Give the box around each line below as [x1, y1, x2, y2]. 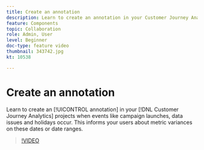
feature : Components [6, 20, 59, 26]
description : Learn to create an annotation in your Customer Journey [6, 15, 189, 21]
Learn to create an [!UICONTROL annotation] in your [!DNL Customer [6, 106, 179, 113]
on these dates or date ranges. [6, 125, 83, 132]
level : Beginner [6, 37, 47, 43]
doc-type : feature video [6, 43, 69, 49]
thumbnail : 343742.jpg [6, 49, 64, 55]
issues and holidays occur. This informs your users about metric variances [6, 118, 192, 126]
